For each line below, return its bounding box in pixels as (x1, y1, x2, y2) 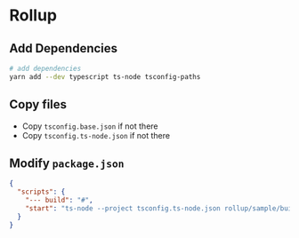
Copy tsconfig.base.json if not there (21, 121, 158, 131)
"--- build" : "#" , (25, 196, 93, 205)
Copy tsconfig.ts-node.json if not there (21, 130, 171, 140)
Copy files (9, 97, 68, 112)
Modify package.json (9, 155, 125, 171)
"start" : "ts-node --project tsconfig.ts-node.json (25, 204, 221, 213)
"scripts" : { (17, 187, 66, 196)
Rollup (9, 5, 58, 26)
